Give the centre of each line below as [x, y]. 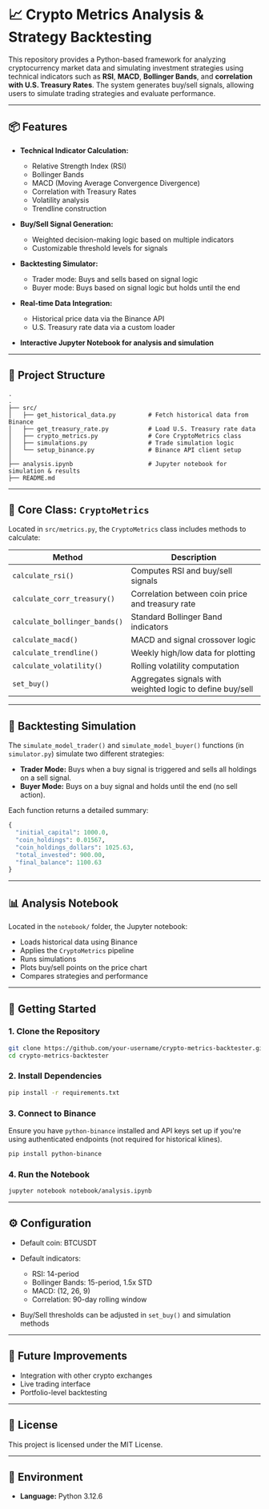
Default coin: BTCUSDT [58, 1242]
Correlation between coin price [189, 594]
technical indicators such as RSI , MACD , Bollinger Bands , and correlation [130, 76]
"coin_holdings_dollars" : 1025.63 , [75, 847]
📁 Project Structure [57, 375]
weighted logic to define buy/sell [192, 689]
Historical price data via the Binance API [98, 318]
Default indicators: [50, 1258]
